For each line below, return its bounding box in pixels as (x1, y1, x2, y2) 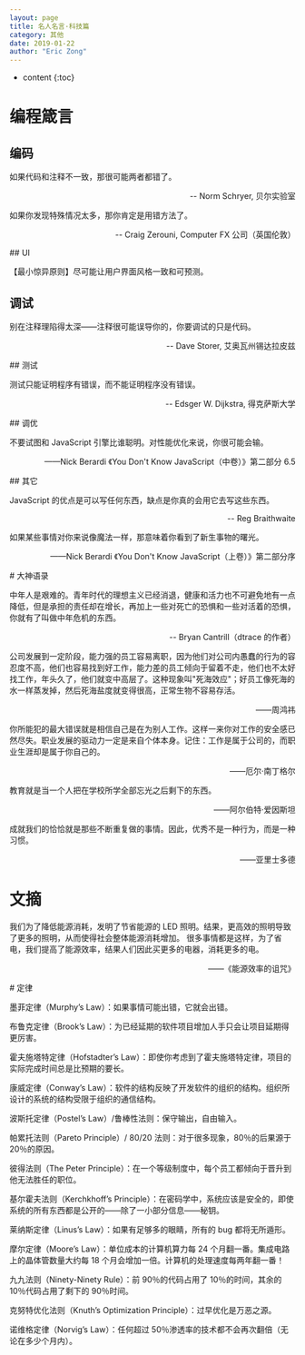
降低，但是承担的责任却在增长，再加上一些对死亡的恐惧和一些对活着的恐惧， (9, 600, 296, 611)
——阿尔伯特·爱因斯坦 (212, 804, 296, 815)
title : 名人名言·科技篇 (9, 22, 90, 31)
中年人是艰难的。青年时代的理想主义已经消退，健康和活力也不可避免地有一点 (9, 589, 296, 600)
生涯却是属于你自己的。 (16, 746, 105, 757)
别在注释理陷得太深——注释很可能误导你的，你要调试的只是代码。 (9, 321, 256, 331)
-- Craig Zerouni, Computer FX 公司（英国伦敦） (114, 229, 296, 241)
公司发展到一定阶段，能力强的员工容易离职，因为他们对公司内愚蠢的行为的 (9, 650, 288, 661)
